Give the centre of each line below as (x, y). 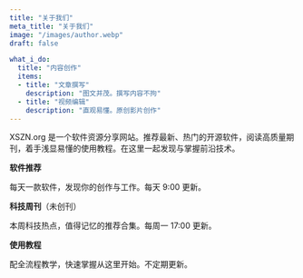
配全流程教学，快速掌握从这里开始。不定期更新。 (101, 264)
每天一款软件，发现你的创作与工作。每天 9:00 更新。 (108, 187)
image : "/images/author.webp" (67, 35)
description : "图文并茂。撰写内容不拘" (93, 93)
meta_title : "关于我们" (51, 26)
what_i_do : (30, 60)
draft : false (34, 43)
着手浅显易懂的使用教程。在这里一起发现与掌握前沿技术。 (132, 149)
